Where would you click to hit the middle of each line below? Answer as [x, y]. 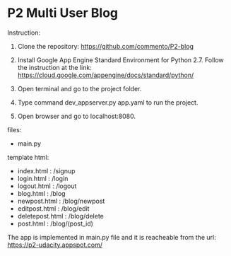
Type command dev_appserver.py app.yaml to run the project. [108, 102]
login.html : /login [43, 178]
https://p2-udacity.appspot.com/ [55, 245]
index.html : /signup [46, 170]
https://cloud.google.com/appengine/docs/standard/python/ [106, 75]
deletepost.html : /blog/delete [61, 216]
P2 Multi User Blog [63, 13]
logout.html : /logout [47, 186]
